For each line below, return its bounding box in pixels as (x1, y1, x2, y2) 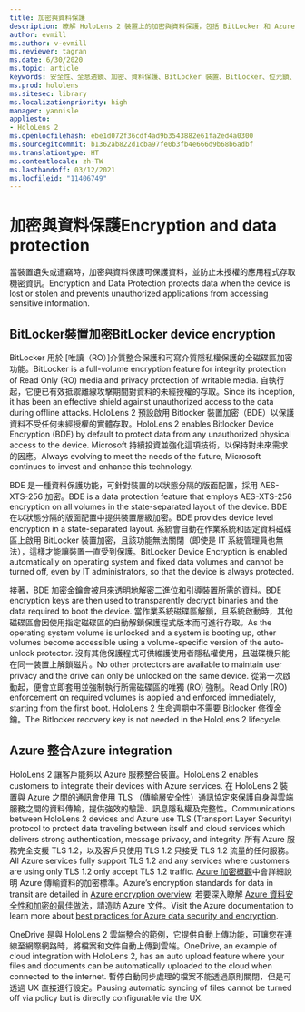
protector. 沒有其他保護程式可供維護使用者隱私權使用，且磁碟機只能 (35, 648, 290, 658)
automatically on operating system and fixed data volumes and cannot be (9, 556, 284, 567)
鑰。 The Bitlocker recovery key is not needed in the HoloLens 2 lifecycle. (9, 714, 283, 724)
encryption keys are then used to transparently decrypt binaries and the (9, 595, 279, 605)
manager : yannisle (9, 106, 79, 115)
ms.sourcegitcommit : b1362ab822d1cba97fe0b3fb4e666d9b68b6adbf (9, 140, 254, 149)
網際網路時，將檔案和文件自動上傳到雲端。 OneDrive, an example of (25, 940, 278, 951)
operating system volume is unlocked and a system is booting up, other (9, 627, 277, 638)
